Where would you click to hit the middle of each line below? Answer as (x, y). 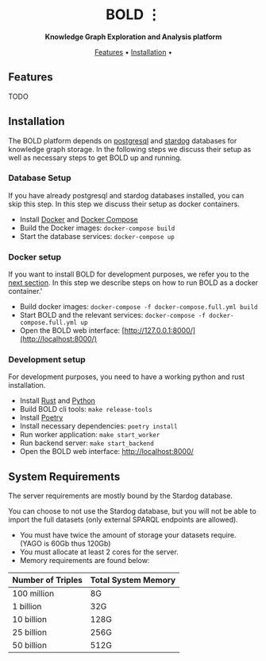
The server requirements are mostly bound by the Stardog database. (120, 496)
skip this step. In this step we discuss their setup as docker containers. (124, 204)
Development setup (47, 360)
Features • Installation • (133, 52)
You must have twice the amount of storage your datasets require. (128, 535)
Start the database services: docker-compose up (97, 236)
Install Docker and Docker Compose (79, 219)
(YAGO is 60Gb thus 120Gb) (65, 544)
